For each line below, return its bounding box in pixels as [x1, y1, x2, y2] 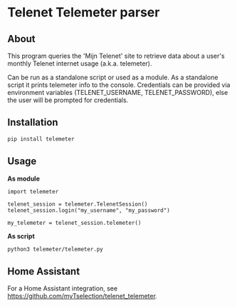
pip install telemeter [7, 135, 75, 143]
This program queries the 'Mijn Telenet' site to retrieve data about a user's [7, 51, 226, 60]
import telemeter [7, 188, 59, 195]
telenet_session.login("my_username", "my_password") [7, 206, 171, 214]
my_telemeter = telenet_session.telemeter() [7, 219, 142, 226]
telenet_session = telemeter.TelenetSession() [7, 201, 148, 208]
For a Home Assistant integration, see [7, 284, 118, 293]
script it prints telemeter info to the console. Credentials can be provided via [7, 81, 231, 89]
